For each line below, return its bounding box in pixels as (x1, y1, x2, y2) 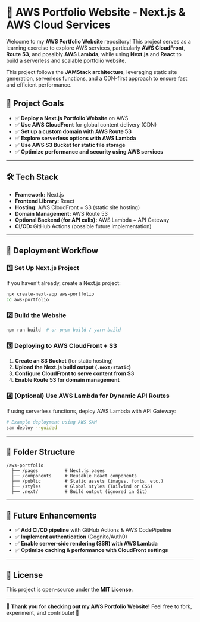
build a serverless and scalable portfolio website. (6, 57, 127, 64)
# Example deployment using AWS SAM (6, 419, 97, 425)
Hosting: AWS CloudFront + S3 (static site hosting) (14, 203, 140, 211)
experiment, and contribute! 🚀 (6, 609, 79, 616)
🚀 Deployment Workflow (6, 245, 99, 256)
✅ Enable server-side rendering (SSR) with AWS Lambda (14, 540, 158, 547)
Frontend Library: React (14, 197, 75, 204)
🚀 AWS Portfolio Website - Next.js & (6, 5, 186, 19)
